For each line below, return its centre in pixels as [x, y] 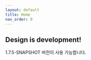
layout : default [22, 10]
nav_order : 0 [19, 19]
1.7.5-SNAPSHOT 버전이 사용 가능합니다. [46, 52]
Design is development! [43, 40]
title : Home [18, 15]
